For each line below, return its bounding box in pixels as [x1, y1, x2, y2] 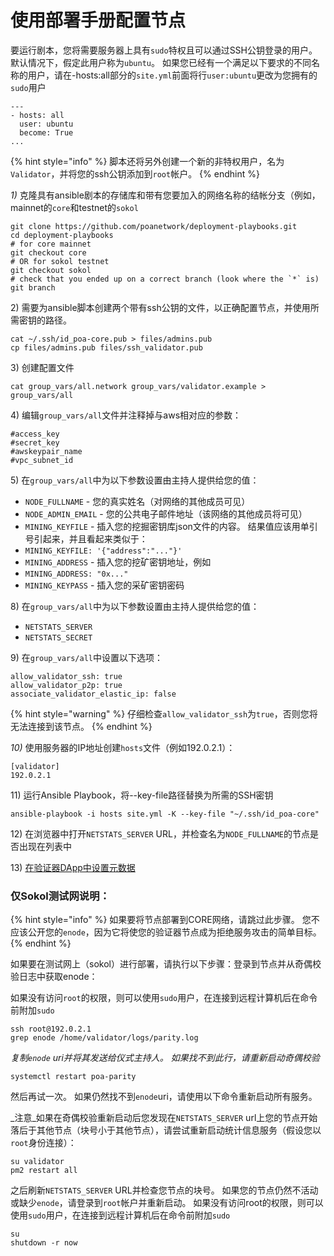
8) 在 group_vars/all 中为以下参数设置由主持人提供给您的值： [10, 600, 260, 612]
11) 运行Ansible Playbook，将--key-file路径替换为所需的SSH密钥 [10, 789, 274, 801]
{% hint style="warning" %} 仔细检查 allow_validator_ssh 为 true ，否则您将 [10, 707, 318, 720]
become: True [19, 127, 74, 138]
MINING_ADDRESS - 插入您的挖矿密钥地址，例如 [24, 556, 212, 568]
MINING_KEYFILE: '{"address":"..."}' [24, 546, 183, 556]
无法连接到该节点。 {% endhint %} [10, 720, 153, 732]
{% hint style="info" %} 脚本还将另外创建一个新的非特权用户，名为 [10, 155, 285, 167]
